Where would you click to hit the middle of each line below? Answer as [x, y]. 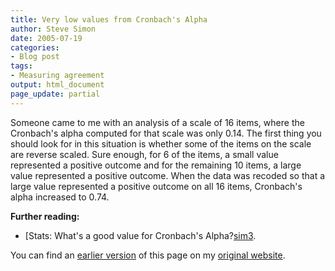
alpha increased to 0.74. [60, 197]
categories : [35, 47]
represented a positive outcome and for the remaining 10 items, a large [156, 165]
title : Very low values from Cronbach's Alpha [109, 19]
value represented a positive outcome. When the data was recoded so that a [168, 175]
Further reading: [45, 216]
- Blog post [35, 57]
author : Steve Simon [53, 29]
